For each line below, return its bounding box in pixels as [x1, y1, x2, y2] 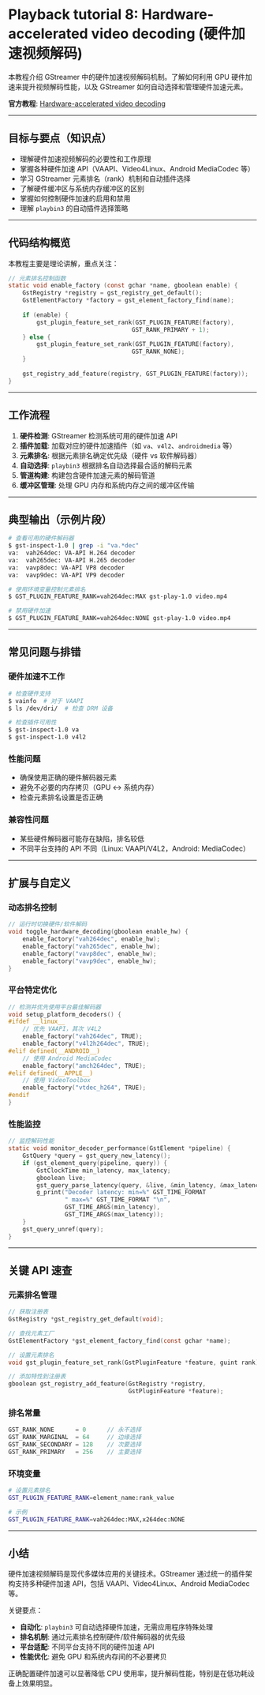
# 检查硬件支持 [8, 690, 51, 697]
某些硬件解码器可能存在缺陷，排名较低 [19, 833, 144, 843]
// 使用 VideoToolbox [22, 1077, 91, 1084]
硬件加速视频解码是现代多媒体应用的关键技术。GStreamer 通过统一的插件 [8, 1569, 246, 1579]
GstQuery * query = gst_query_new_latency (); [22, 1152, 171, 1159]
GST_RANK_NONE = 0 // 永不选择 [8, 1426, 142, 1434]
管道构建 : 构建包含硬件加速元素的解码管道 [19, 470, 155, 479]
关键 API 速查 [8, 1264, 73, 1277]
